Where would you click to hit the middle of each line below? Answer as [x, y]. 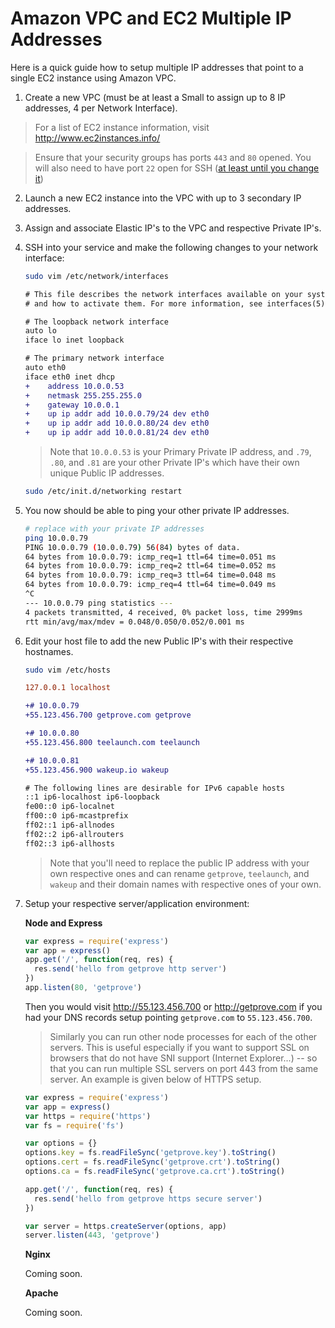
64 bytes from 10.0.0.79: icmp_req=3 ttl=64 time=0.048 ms [150, 575]
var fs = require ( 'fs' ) [74, 1125]
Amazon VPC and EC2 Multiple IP [151, 18]
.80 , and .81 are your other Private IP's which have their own [174, 463]
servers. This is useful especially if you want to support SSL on [179, 1047]
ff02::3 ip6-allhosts [69, 843]
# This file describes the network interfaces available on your [163, 294]
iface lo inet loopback [74, 340]
